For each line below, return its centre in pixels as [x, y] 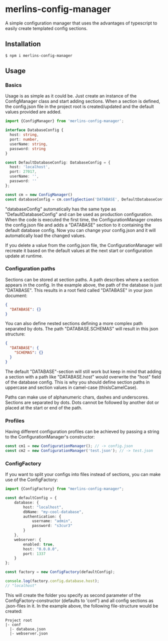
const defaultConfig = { [31, 498]
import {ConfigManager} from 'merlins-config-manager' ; [64, 121]
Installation [23, 44]
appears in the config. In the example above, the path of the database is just [84, 285]
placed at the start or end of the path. [44, 407]
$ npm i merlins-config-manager [39, 55]
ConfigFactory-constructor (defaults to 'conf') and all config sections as [79, 600]
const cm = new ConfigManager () [39, 194]
